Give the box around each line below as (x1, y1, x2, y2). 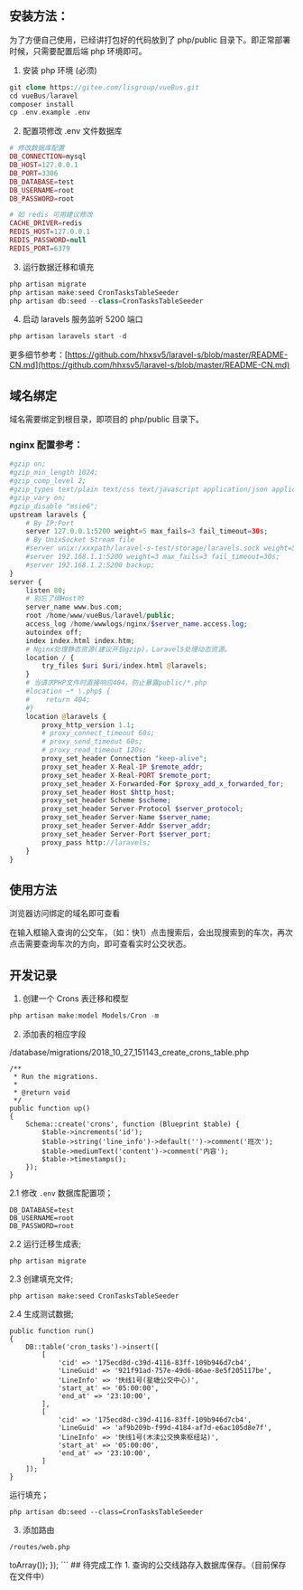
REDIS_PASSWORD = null (9, 236, 87, 245)
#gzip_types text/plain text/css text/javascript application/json (9, 485, 269, 495)
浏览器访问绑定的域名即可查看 (9, 908, 120, 919)
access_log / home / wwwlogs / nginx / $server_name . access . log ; (25, 620, 248, 629)
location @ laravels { (25, 712, 106, 721)
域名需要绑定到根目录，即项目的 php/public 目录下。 (9, 414, 205, 425)
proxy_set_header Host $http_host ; (41, 788, 176, 797)
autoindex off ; (25, 628, 83, 637)
